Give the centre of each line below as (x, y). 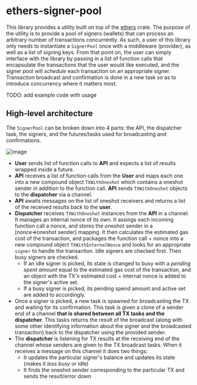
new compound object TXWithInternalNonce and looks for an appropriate (103, 244)
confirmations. (24, 140)
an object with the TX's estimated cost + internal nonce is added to (105, 276)
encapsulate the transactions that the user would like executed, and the (93, 65)
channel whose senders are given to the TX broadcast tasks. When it (98, 345)
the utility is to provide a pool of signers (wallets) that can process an (90, 33)
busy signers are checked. (47, 257)
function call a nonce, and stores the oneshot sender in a (84, 226)
